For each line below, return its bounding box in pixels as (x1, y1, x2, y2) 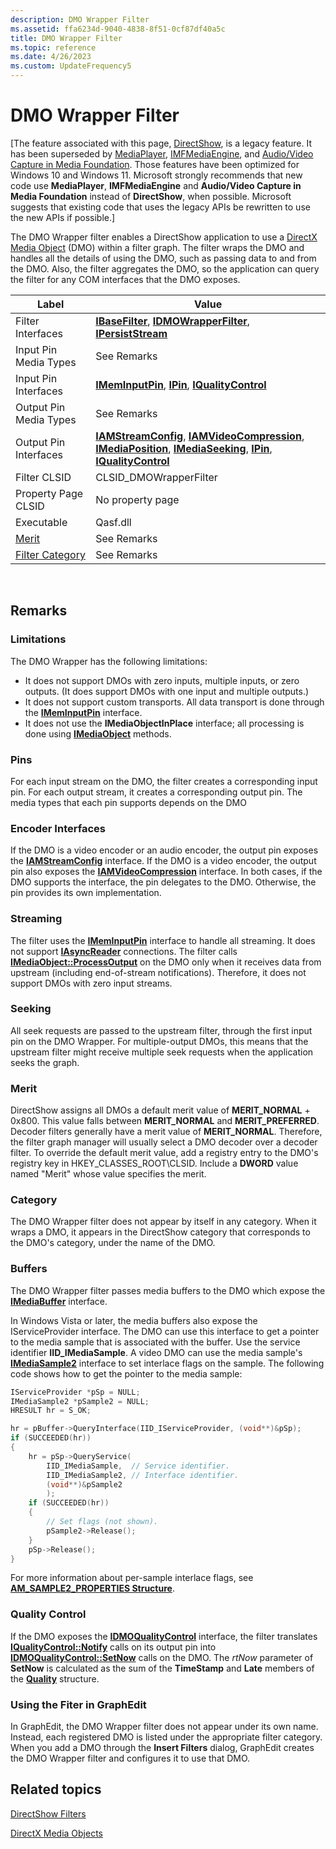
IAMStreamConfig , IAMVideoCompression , (95, 429, 305, 443)
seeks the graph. (10, 1056, 80, 1068)
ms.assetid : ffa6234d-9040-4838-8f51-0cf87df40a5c (10, 24, 226, 34)
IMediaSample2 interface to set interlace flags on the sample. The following (10, 1357, 325, 1369)
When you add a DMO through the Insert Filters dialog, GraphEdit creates (10, 1742, 315, 1754)
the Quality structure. (10, 1672, 100, 1685)
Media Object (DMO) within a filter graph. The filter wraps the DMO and (10, 241, 305, 253)
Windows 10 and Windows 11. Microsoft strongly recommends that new (10, 169, 303, 181)
